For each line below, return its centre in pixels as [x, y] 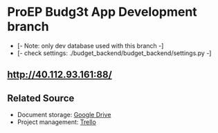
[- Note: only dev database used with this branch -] [90, 45]
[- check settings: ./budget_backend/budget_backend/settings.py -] [114, 53]
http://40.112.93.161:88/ [60, 75]
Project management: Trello [57, 122]
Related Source [41, 98]
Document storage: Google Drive [64, 115]
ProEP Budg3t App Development [102, 12]
